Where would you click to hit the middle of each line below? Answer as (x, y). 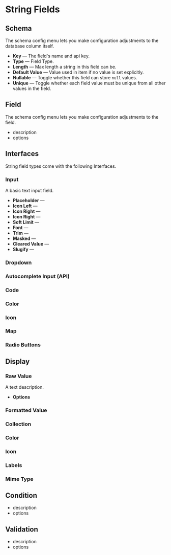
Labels (14, 465)
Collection (18, 424)
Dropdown (19, 262)
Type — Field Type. (33, 61)
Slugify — (23, 249)
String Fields (33, 9)
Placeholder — (28, 200)
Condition (21, 495)
